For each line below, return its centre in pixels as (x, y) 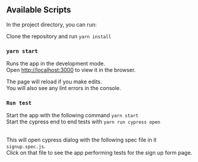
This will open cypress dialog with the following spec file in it (82, 140)
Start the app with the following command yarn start (72, 115)
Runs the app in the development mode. (56, 63)
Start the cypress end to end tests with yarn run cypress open (83, 122)
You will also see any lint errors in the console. (64, 88)
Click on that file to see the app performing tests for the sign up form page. (99, 153)
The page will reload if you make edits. (54, 82)
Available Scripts (39, 10)
